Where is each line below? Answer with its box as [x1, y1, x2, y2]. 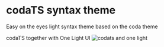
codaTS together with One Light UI [6, 34, 91, 41]
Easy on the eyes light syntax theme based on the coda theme [6, 23, 158, 30]
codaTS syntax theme [6, 4, 116, 17]
